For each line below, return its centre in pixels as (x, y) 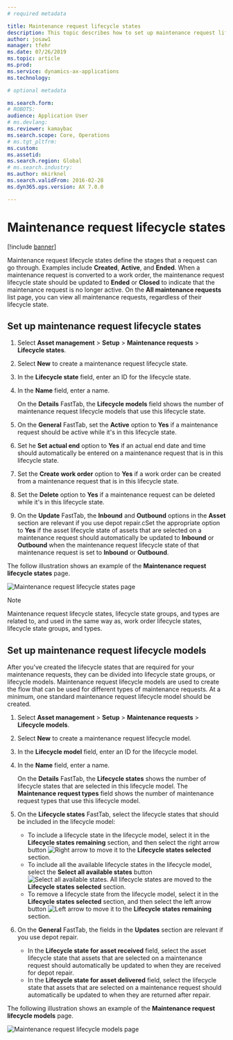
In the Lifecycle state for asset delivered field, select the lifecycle (122, 980)
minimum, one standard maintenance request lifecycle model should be (109, 697)
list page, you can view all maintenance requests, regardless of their (105, 297)
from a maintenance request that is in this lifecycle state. (98, 481)
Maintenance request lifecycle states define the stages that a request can (112, 260)
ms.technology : (29, 78)
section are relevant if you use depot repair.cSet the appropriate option (119, 523)
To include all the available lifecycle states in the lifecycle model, (120, 865)
